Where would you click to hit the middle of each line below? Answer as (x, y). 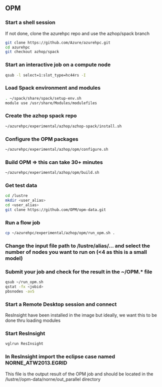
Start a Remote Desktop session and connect (61, 304)
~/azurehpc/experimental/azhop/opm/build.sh (52, 173)
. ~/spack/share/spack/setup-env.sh (43, 98)
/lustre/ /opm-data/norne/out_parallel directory (53, 379)
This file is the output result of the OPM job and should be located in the (79, 374)
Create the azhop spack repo (41, 116)
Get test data (21, 185)
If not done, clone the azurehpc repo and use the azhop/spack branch (77, 33)
